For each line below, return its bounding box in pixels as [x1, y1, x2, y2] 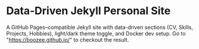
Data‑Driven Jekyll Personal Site [6, 4, 171, 18]
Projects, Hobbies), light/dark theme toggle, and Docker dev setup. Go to [6, 30, 186, 37]
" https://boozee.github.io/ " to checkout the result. [6, 36, 129, 43]
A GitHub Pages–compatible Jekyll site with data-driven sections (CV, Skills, [6, 24, 193, 31]
